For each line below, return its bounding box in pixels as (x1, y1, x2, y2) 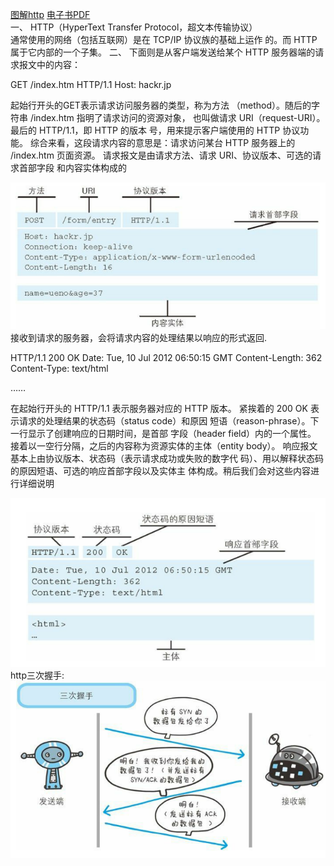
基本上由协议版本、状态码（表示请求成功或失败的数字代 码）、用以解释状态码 (10, 452, 324, 464)
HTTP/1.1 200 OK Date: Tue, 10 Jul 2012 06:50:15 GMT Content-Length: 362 (10, 351, 323, 363)
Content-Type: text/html (10, 362, 109, 374)
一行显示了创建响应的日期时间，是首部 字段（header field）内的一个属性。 (10, 427, 317, 439)
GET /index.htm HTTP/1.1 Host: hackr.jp (10, 79, 172, 90)
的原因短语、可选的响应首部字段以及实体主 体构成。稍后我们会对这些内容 (10, 464, 311, 477)
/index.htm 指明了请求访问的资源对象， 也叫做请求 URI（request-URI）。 (29, 112, 326, 123)
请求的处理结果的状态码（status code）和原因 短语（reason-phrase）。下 (18, 414, 320, 427)
